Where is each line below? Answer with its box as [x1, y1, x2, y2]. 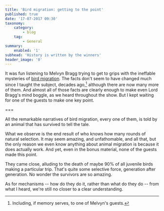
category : [14, 25, 34, 30]
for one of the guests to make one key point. [5, 97, 94, 103]
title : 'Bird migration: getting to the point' [5, 7, 104, 12]
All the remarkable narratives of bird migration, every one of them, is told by [5, 116, 158, 122]
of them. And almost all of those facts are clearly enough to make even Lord [5, 86, 158, 93]
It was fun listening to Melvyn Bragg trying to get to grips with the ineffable [5, 70, 156, 76]
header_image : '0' [5, 57, 42, 62]
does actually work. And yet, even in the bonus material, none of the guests [5, 146, 157, 152]
